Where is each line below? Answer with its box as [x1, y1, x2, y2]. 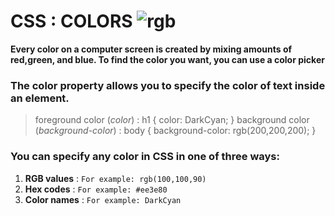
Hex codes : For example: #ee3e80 [24, 183, 168, 195]
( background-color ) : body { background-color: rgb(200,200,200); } [34, 125, 317, 137]
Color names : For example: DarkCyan [24, 193, 182, 205]
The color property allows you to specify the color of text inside [10, 78, 326, 92]
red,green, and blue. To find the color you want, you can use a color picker [10, 53, 325, 65]
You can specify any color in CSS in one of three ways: [10, 150, 280, 164]
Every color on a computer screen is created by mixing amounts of [10, 43, 293, 55]
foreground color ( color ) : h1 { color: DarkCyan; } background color [34, 114, 310, 126]
